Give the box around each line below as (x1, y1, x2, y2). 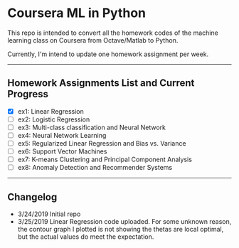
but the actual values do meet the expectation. (17, 232, 154, 241)
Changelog (7, 190, 58, 203)
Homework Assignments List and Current (7, 77, 195, 90)
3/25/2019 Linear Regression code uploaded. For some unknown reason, (17, 217, 232, 226)
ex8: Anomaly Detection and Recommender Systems (17, 163, 173, 172)
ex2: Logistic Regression (17, 115, 90, 124)
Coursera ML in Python (7, 5, 147, 21)
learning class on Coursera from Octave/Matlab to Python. (7, 36, 179, 44)
